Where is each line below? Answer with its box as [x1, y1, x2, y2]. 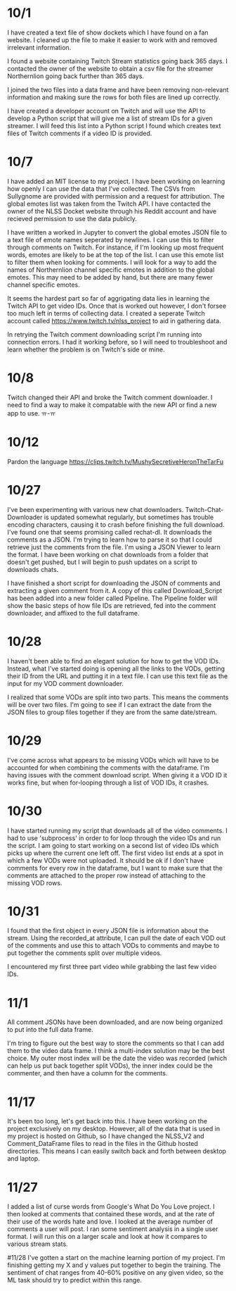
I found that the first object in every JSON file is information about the [7, 926, 209, 935]
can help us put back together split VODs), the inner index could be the [7, 1061, 213, 1070]
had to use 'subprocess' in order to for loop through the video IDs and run [7, 833, 221, 842]
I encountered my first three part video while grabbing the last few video [7, 963, 217, 971]
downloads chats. [7, 565, 59, 573]
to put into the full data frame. [7, 1025, 93, 1034]
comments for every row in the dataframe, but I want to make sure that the [7, 863, 223, 872]
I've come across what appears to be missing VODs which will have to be [7, 756, 219, 764]
